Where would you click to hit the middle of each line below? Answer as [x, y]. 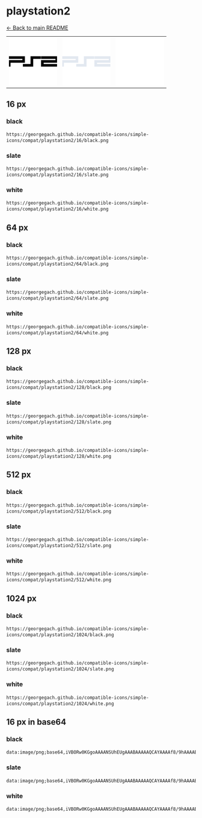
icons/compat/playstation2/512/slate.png [59, 546]
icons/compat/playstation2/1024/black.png [60, 635]
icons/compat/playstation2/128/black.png [59, 388]
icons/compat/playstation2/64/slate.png [58, 298]
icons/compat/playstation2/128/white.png [59, 457]
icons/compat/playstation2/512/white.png [59, 580]
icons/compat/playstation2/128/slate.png [59, 422]
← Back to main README [37, 28]
